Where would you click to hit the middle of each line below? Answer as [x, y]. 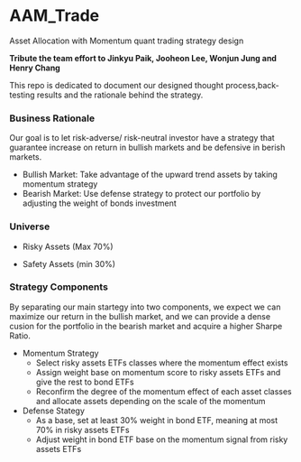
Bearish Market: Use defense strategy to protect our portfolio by [141, 194]
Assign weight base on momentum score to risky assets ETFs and [158, 372]
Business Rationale [52, 118]
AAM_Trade [55, 16]
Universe [30, 226]
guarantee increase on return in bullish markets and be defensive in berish [147, 148]
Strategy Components [59, 287]
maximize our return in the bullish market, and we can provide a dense [140, 316]
